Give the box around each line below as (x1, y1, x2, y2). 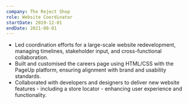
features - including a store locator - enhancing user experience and (14, 85, 183, 92)
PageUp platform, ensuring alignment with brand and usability (14, 66, 167, 74)
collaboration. (14, 54, 49, 61)
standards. (14, 73, 42, 80)
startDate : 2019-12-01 (6, 19, 62, 25)
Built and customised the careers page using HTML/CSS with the (14, 60, 174, 67)
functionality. (14, 92, 47, 99)
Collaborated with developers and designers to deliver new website (14, 79, 180, 86)
